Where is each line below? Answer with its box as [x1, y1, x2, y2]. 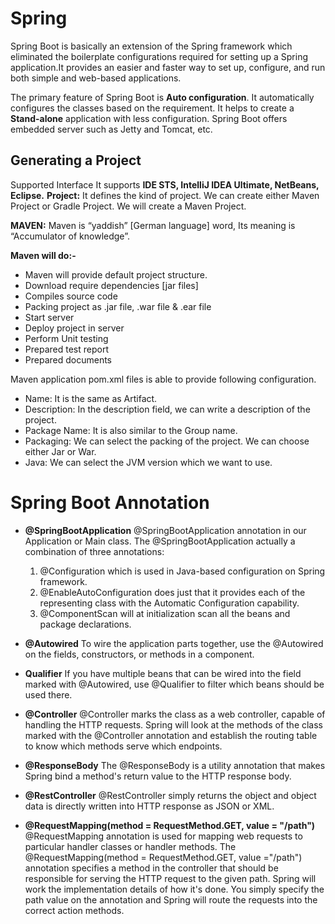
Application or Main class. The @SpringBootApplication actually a [24, 535, 296, 547]
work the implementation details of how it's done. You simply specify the [24, 883, 325, 895]
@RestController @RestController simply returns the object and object [24, 789, 317, 801]
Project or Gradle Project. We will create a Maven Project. [10, 200, 247, 212]
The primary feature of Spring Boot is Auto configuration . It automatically [10, 91, 315, 103]
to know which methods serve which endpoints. [24, 740, 223, 752]
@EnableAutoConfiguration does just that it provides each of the [39, 586, 306, 598]
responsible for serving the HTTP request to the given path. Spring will [24, 872, 317, 884]
